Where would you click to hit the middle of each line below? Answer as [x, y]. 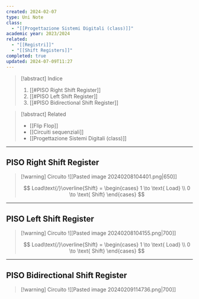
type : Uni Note [25, 17]
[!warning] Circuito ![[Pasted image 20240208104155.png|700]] [98, 233]
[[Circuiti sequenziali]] [57, 132]
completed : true [26, 56]
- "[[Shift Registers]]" [42, 51]
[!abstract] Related [43, 114]
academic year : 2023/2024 [38, 34]
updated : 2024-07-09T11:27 [39, 61]
